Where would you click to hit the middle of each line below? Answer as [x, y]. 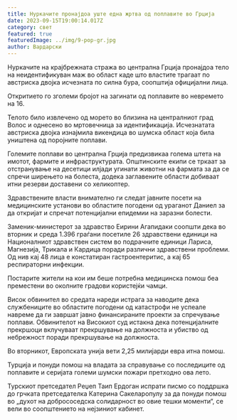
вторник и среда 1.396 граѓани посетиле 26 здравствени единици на [112, 234]
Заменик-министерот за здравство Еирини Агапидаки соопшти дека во [117, 227]
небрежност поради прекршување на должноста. [84, 337]
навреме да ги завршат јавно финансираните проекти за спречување [114, 314]
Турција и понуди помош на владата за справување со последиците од [116, 365]
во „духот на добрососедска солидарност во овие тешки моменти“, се [116, 401]
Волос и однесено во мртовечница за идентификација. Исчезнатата [111, 125]
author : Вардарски [35, 47]
